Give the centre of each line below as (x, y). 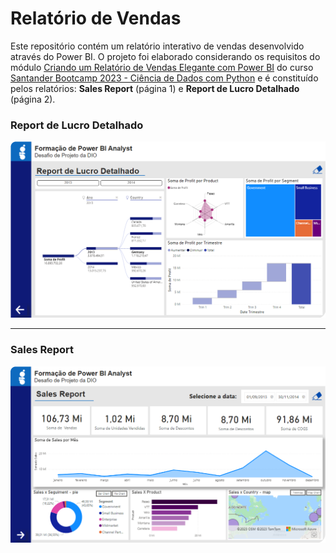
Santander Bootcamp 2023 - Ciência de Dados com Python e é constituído (164, 78)
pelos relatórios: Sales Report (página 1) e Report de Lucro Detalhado (155, 88)
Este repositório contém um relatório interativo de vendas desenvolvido (157, 46)
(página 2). (33, 99)
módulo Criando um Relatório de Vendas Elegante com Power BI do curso (162, 67)
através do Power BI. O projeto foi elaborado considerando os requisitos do (165, 56)
